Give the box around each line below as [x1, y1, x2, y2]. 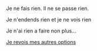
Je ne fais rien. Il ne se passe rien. [6, 5, 89, 12]
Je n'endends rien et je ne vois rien [6, 16, 92, 23]
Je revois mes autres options [6, 39, 76, 45]
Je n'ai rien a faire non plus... [6, 27, 76, 34]
